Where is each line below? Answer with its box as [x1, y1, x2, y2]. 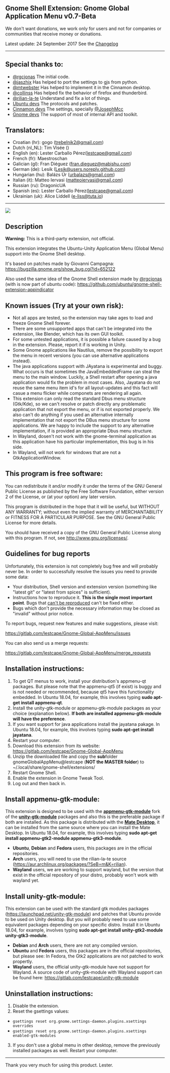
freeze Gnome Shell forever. [12, 320, 71, 326]
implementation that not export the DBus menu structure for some [12, 417, 150, 423]
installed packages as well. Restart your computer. [12, 1047, 118, 1053]
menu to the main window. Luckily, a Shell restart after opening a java [12, 374, 157, 380]
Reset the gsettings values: [12, 1008, 69, 1014]
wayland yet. [12, 877, 39, 883]
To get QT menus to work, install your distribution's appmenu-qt [12, 678, 146, 684]
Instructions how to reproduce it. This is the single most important [12, 594, 153, 600]
